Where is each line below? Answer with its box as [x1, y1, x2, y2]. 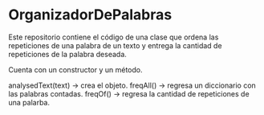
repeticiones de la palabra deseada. [8, 49, 127, 59]
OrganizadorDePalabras [8, 6, 173, 24]
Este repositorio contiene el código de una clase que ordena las [8, 32, 219, 42]
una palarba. [8, 97, 51, 107]
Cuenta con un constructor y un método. [8, 64, 143, 74]
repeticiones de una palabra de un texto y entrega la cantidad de [8, 40, 222, 50]
